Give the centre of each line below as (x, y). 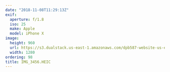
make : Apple (23, 29)
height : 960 (23, 43)
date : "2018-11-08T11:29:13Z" (37, 10)
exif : (11, 15)
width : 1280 (23, 52)
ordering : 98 (19, 57)
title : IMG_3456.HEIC (28, 62)
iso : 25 (18, 24)
